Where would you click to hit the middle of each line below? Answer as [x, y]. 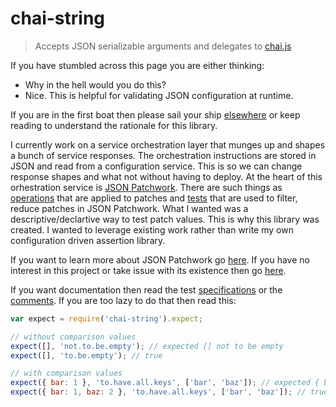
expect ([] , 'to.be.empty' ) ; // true [86, 355]
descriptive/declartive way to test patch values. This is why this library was [165, 219]
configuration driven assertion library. [88, 240]
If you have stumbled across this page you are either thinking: [137, 65]
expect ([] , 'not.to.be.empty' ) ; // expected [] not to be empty [147, 346]
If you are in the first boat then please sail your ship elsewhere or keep [155, 114]
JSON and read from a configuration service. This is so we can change [156, 166]
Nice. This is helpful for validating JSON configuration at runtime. [159, 95]
